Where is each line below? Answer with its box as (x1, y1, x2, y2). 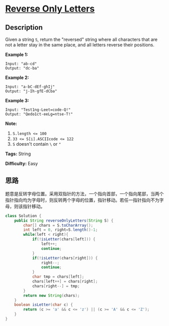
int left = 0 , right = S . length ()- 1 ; (23, 227, 98, 232)
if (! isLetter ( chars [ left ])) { (32, 237, 96, 242)
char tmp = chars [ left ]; (32, 274, 84, 280)
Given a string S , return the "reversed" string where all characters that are (5, 36, 158, 42)
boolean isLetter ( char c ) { (14, 302, 73, 307)
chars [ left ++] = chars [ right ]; (32, 279, 98, 284)
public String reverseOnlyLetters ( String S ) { (14, 218, 114, 223)
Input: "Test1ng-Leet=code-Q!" (5, 107, 71, 112)
